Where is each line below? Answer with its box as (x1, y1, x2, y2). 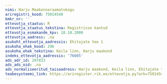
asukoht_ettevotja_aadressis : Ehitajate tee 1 (5, 40, 103, 44)
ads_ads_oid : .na (5, 62, 41, 67)
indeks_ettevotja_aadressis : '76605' (5, 53, 83, 58)
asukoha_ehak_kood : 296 (5, 44, 55, 49)
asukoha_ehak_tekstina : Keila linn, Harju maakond (5, 48, 112, 53)
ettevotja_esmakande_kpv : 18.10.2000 (5, 30, 83, 35)
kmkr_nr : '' (5, 16, 30, 21)
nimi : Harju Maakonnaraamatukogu (5, 7, 75, 12)
